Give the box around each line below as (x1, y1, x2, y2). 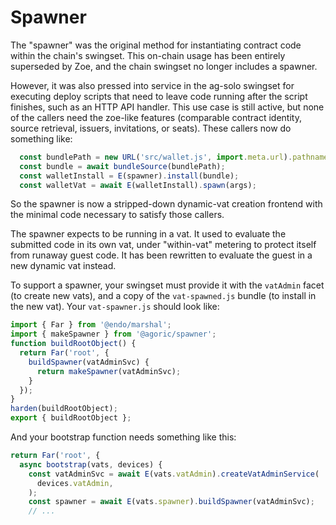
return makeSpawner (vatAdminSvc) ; (36, 366, 182, 376)
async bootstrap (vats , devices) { (19, 459, 163, 470)
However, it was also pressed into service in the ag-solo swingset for (10, 79, 295, 91)
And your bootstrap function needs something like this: (10, 431, 237, 443)
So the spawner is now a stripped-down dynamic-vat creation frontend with (10, 198, 323, 210)
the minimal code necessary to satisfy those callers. (10, 209, 225, 221)
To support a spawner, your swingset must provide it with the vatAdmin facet (10, 279, 325, 291)
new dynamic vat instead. (10, 260, 117, 272)
